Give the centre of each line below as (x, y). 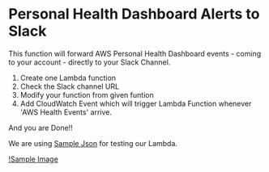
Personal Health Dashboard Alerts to (134, 14)
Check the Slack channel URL (70, 86)
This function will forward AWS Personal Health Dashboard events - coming (135, 53)
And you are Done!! (41, 128)
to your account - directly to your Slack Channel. (90, 62)
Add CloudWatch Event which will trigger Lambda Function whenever (136, 103)
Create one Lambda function (68, 78)
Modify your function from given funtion (87, 94)
